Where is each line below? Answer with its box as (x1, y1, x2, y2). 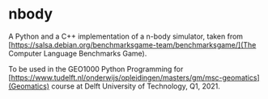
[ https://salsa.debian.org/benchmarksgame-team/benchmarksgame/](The (8, 39, 257, 49)
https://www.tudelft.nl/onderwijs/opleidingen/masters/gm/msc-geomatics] (11, 72, 261, 82)
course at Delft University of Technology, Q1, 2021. (51, 81, 221, 91)
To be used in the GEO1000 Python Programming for (8, 64, 184, 73)
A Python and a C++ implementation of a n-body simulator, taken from (8, 31, 244, 41)
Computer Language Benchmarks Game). (8, 48, 147, 58)
